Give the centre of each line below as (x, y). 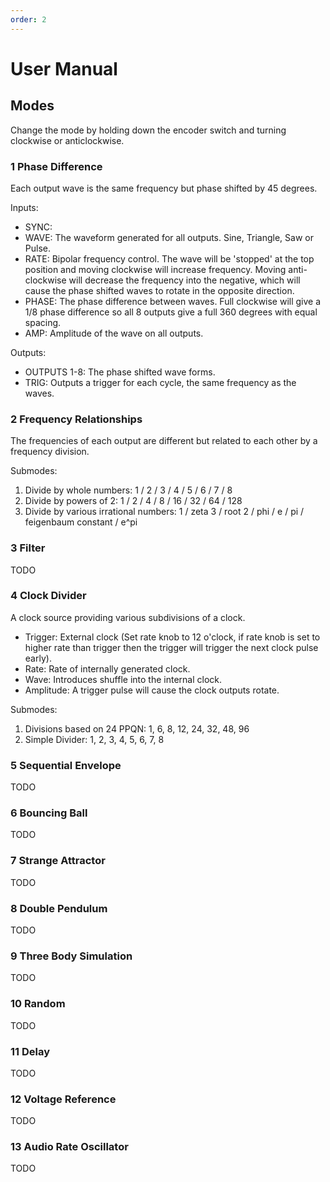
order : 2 (28, 19)
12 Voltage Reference (63, 1099)
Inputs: (24, 207)
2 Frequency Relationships (76, 419)
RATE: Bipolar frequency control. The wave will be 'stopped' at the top (169, 258)
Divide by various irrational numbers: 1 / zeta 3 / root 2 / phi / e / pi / (164, 512)
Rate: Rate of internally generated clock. (107, 668)
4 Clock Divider (48, 596)
